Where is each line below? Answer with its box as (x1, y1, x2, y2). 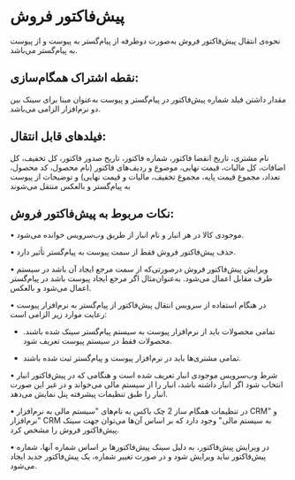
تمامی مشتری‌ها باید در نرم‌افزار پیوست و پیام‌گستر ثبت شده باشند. (22, 353, 242, 363)
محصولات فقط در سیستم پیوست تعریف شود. (22, 336, 173, 347)
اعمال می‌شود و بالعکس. (10, 283, 92, 293)
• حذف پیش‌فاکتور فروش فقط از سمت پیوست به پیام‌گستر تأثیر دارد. (10, 247, 237, 257)
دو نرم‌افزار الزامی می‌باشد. (10, 103, 101, 114)
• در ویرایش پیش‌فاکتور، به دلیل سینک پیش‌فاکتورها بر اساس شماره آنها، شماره (10, 442, 270, 453)
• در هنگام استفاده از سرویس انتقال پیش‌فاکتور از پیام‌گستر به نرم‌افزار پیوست (10, 300, 267, 310)
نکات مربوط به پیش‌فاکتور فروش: (10, 206, 175, 221)
